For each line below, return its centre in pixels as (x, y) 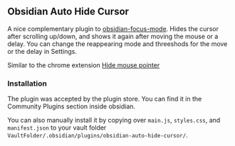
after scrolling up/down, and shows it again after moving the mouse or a (113, 36)
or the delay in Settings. (42, 51)
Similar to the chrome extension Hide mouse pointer (84, 65)
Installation (27, 83)
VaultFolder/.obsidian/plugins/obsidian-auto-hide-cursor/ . (98, 135)
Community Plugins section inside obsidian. (72, 106)
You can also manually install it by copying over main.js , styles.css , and (114, 120)
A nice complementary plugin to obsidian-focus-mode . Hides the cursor (113, 28)
